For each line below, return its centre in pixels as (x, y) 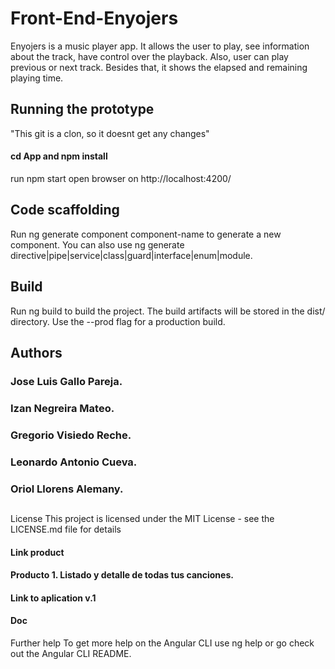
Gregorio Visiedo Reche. (71, 435)
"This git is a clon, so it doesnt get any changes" (110, 133)
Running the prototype (82, 109)
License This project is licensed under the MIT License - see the (142, 518)
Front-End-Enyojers (94, 18)
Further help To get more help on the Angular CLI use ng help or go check (162, 643)
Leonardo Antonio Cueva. (74, 462)
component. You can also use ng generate (97, 244)
